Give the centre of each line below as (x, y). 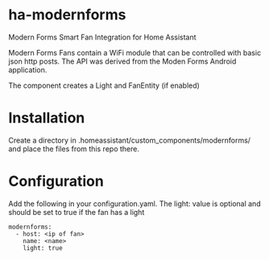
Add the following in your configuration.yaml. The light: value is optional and (134, 204)
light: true (43, 248)
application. (28, 69)
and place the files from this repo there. (74, 149)
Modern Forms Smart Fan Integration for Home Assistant (102, 37)
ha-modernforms (67, 15)
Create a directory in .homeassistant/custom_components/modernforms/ (130, 140)
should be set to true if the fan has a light (77, 212)
